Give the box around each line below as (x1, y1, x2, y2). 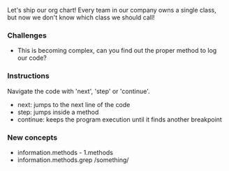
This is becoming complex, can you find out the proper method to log (17, 47, 217, 55)
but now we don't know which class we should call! (7, 13, 155, 22)
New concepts (7, 132, 58, 142)
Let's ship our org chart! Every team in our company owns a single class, (7, 6, 216, 14)
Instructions (7, 71, 50, 81)
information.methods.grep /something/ (17, 156, 129, 164)
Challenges (7, 31, 47, 40)
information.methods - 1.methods (17, 148, 114, 156)
